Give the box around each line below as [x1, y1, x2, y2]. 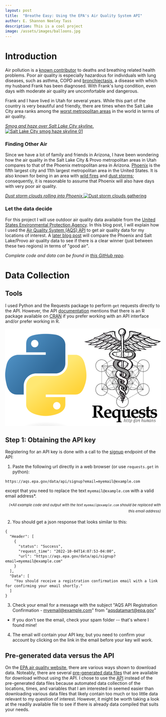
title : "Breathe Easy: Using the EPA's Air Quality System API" [5, 13, 142, 18]
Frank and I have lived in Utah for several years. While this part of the [5, 98, 146, 104]
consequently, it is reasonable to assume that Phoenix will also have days [5, 178, 155, 184]
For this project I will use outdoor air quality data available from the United [5, 217, 156, 223]
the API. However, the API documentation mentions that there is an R [5, 308, 145, 314]
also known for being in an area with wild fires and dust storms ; [5, 173, 134, 179]
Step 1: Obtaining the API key [5, 436, 96, 444]
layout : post [5, 8, 32, 13]
